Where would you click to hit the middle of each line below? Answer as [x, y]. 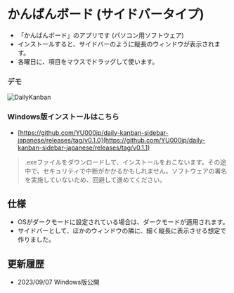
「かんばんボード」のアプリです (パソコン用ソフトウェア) [100, 35]
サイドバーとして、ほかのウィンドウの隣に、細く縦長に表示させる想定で [122, 231]
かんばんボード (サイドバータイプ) [106, 14]
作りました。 [36, 240]
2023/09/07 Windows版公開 [58, 282]
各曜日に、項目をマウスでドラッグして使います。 [88, 61]
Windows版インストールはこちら [63, 117]
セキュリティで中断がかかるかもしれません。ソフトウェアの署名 [135, 171]
